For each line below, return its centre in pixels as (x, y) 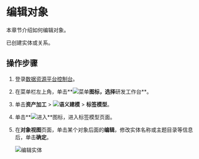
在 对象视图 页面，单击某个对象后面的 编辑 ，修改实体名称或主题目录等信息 (104, 130)
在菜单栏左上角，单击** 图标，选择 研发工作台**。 (83, 91)
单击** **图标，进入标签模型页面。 (65, 117)
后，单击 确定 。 (33, 137)
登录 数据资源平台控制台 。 (46, 79)
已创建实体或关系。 (30, 42)
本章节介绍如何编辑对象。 (38, 30)
